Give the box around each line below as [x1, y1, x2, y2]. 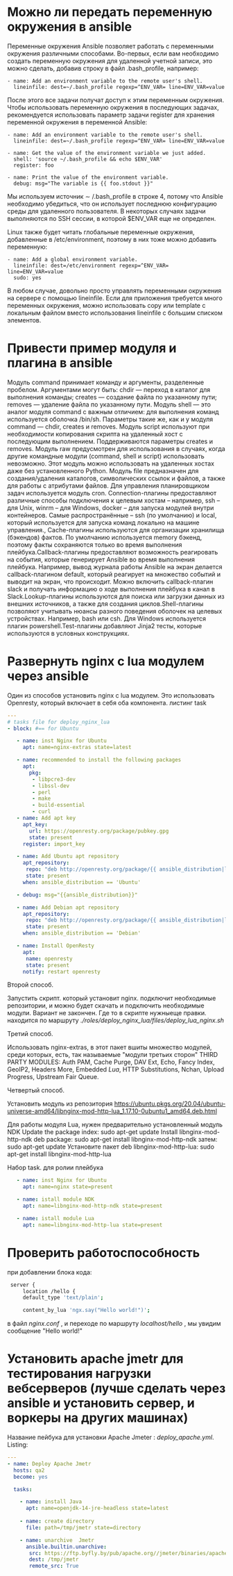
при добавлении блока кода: [7, 1267, 92, 1276]
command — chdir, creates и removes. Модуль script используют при [7, 422, 210, 431]
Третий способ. [7, 1030, 53, 1038]
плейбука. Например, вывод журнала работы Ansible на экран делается [7, 562, 223, 571]
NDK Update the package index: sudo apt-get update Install [7, 1128, 178, 1136]
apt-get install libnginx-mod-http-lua [7, 1150, 112, 1158]
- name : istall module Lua [16, 1215, 95, 1222]
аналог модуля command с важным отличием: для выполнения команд [7, 407, 220, 416]
